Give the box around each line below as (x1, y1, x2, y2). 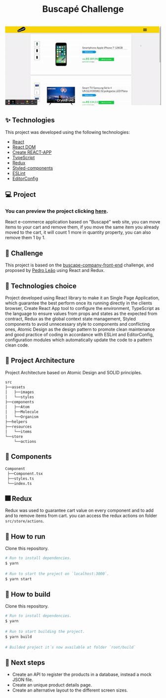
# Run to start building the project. (5, 629, 85, 634)
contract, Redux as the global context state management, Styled (5, 316, 136, 322)
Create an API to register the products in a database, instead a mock (12, 671, 152, 678)
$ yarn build (5, 634, 32, 639)
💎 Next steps (5, 658, 45, 667)
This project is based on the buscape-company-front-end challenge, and (5, 262, 154, 268)
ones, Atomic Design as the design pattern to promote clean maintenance (5, 326, 155, 332)
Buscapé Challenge (42, 3, 124, 15)
